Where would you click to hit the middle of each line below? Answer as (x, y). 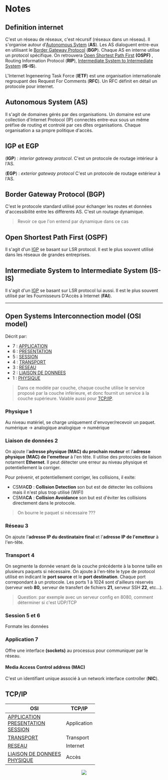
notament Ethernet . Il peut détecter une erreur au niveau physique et (76, 462)
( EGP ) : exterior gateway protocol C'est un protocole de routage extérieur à (83, 173)
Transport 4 (20, 555)
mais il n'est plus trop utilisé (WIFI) (48, 492)
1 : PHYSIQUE (26, 378)
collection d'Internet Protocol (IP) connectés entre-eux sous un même (77, 120)
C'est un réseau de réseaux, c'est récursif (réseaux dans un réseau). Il (78, 39)
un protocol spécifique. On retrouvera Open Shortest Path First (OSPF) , (79, 55)
